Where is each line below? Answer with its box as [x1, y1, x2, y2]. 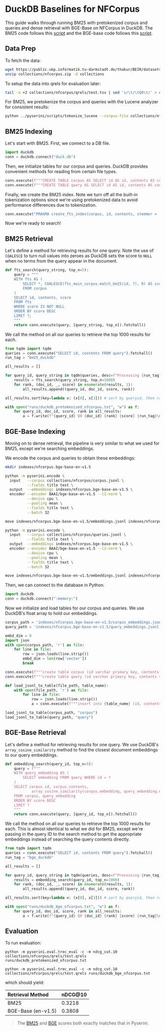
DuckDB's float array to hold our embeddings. [5, 610, 98, 616]
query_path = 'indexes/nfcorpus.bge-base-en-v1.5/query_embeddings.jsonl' [5, 624, 162, 629]
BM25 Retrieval [5, 235, 53, 243]
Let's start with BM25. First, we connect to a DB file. [5, 140, 110, 146]
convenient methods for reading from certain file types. [5, 168, 117, 174]
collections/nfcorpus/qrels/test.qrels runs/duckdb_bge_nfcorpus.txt [5, 971, 151, 976]
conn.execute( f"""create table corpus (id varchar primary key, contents [5, 669, 160, 674]
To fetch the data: [5, 58, 41, 63]
